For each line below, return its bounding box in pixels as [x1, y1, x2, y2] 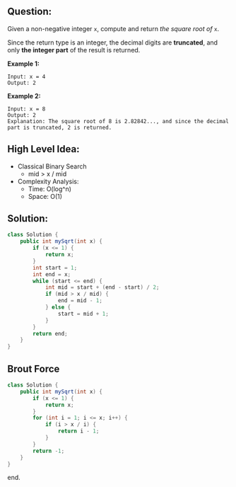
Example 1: [7, 59, 40, 68]
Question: [7, 6, 52, 18]
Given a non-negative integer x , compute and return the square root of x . [7, 24, 220, 33]
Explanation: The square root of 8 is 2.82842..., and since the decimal [7, 118, 230, 125]
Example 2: [7, 91, 41, 100]
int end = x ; [33, 270, 71, 278]
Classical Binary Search [17, 162, 87, 171]
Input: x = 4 [7, 73, 46, 80]
